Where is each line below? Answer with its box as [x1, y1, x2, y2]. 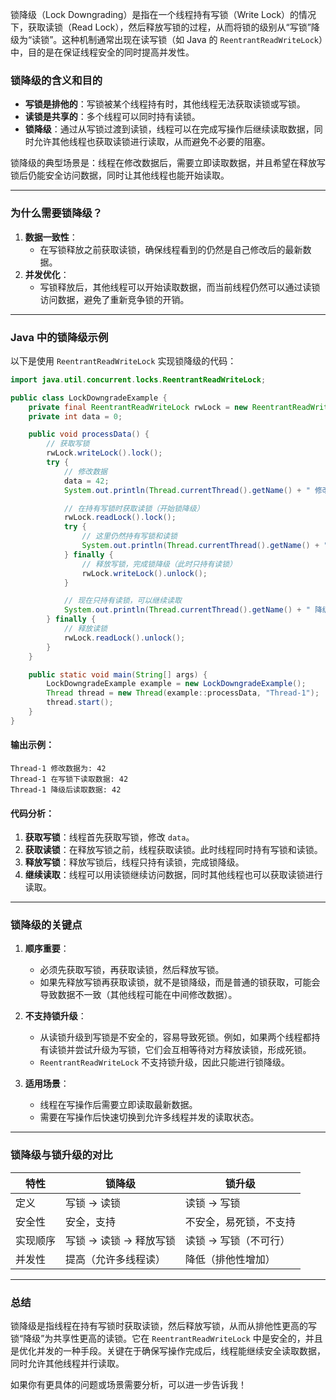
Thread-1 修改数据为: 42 [10, 763, 107, 773]
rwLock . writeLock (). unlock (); [81, 568, 208, 578]
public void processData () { [28, 429, 150, 440]
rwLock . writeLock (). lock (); [46, 448, 163, 458]
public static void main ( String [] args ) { [28, 669, 208, 680]
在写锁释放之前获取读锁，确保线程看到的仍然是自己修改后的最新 [39, 243, 303, 255]
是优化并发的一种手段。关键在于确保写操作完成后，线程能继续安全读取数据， [10, 1345, 326, 1357]
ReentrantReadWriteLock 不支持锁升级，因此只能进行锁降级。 [39, 1056, 291, 1068]
